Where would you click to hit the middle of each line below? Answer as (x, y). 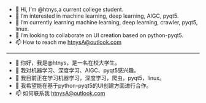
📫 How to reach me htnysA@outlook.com (68, 42)
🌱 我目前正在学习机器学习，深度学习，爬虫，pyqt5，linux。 (90, 78)
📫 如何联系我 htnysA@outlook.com (60, 93)
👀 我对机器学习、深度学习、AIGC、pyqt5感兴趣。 (77, 70)
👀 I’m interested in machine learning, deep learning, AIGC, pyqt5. (97, 16)
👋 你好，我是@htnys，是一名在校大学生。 (68, 63)
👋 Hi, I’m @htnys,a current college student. (69, 9)
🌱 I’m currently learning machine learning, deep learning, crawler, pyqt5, (106, 22)
